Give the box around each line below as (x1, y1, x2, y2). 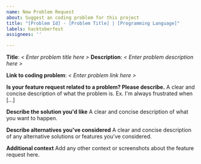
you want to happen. (6, 115, 58, 122)
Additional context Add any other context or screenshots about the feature (6, 145, 194, 152)
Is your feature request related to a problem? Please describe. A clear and (6, 83, 195, 91)
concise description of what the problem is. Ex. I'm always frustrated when (6, 90, 193, 97)
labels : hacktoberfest (6, 26, 64, 32)
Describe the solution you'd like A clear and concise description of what (6, 108, 189, 115)
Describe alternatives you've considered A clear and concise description (6, 126, 192, 134)
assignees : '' (6, 32, 42, 38)
